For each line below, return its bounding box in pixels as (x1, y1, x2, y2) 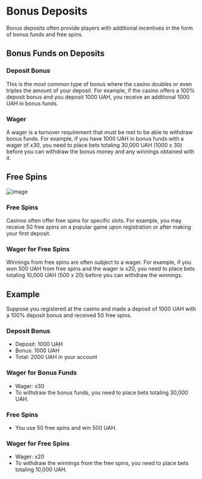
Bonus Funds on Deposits (6, 49, 105, 59)
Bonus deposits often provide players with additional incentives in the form (6, 24, 193, 32)
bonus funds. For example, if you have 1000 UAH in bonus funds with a (6, 135, 184, 142)
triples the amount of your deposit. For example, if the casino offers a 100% (6, 87, 195, 94)
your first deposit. (6, 230, 51, 237)
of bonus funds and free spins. (6, 30, 84, 38)
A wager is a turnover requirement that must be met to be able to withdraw (6, 129, 193, 136)
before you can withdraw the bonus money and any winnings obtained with (6, 147, 195, 155)
